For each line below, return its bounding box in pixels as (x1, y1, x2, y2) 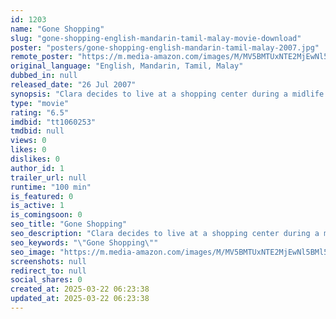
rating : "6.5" (10, 107, 70, 118)
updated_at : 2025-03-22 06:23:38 (10, 294, 150, 304)
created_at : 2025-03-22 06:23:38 (10, 284, 150, 295)
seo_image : (10, 247, 56, 257)
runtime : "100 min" (10, 182, 92, 192)
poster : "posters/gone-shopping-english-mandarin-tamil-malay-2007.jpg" (10, 42, 320, 53)
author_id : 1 (10, 163, 65, 173)
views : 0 (10, 136, 47, 146)
